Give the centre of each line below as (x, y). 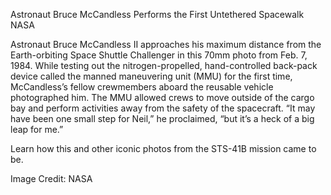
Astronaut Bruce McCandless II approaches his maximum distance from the (166, 44)
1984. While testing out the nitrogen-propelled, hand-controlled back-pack (164, 65)
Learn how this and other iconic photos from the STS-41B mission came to (163, 148)
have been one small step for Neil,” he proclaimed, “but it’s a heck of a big (162, 118)
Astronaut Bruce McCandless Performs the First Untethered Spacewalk (157, 14)
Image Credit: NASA (51, 178)
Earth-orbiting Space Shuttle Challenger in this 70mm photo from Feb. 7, (159, 55)
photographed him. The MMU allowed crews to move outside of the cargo (162, 97)
